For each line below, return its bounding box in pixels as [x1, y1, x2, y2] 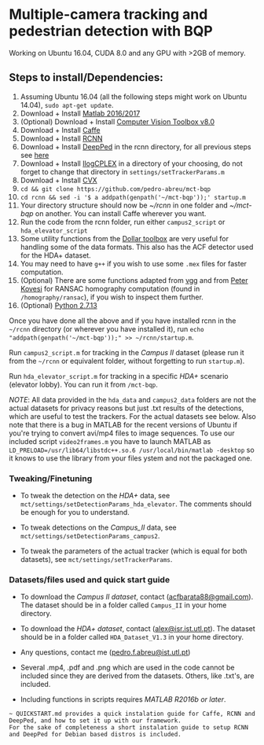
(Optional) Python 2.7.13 [20, 300, 97, 310]
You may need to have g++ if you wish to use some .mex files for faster [20, 259, 247, 268]
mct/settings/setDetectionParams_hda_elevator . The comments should [20, 499, 252, 508]
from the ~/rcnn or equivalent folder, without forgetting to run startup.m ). [9, 356, 245, 365]
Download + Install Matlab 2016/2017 [20, 108, 141, 118]
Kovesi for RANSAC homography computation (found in [20, 284, 200, 293]
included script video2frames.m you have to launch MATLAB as [9, 436, 211, 446]
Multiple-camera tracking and [9, 6, 208, 24]
